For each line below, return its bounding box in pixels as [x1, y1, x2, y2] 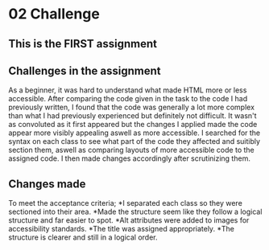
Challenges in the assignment [8, 64, 161, 77]
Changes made [8, 177, 86, 191]
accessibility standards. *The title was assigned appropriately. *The [8, 224, 235, 234]
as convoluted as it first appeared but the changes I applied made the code [8, 120, 258, 129]
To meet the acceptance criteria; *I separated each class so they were [8, 199, 243, 208]
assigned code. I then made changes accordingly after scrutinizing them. [8, 154, 251, 163]
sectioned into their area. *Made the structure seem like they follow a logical [8, 207, 263, 217]
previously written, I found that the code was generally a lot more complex [8, 102, 255, 113]
